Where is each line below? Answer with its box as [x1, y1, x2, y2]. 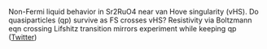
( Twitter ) [8, 32, 37, 42]
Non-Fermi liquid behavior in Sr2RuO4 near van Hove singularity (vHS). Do [8, 7, 259, 16]
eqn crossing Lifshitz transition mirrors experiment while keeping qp [8, 24, 237, 33]
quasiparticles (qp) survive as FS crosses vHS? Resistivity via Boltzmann [8, 15, 252, 25]
